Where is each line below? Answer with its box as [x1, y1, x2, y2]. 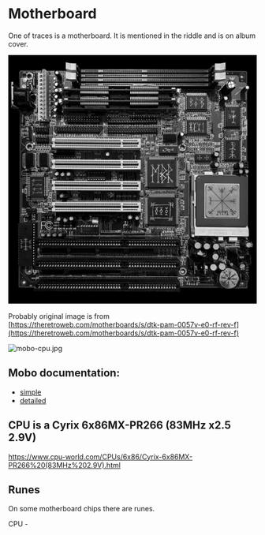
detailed [19, 395, 47, 405]
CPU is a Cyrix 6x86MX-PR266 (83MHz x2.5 [8, 419, 231, 432]
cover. [8, 39, 29, 48]
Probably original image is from [8, 311, 110, 320]
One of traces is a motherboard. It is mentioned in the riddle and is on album [8, 31, 256, 40]
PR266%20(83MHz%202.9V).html [8, 460, 121, 470]
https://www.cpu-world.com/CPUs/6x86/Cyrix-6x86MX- [8, 451, 193, 462]
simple [19, 387, 42, 397]
